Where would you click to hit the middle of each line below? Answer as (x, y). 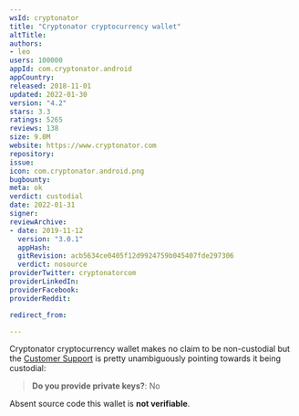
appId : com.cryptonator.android (71, 69)
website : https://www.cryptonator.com (83, 145)
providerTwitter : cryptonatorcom (73, 273)
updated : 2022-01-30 (49, 94)
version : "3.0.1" (51, 239)
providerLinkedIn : (44, 282)
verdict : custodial (46, 197)
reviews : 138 (34, 129)
